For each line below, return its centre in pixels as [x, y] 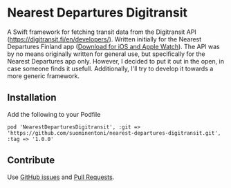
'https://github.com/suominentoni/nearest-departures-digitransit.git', [114, 133]
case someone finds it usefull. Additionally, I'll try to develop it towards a [110, 68]
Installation [32, 98]
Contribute [31, 160]
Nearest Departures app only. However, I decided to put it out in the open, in [116, 61]
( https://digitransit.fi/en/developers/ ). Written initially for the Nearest [104, 39]
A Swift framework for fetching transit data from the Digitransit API [102, 32]
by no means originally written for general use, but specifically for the [106, 54]
